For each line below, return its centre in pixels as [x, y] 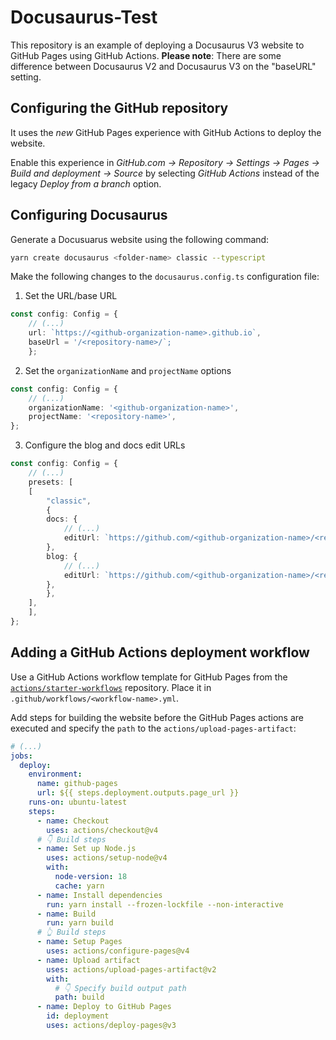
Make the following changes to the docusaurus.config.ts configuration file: [165, 277]
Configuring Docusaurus [89, 215]
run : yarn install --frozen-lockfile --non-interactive [165, 904]
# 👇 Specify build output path [120, 988]
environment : [55, 774]
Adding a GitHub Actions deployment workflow [160, 652]
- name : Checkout [73, 821]
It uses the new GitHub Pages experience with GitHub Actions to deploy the [166, 132]
